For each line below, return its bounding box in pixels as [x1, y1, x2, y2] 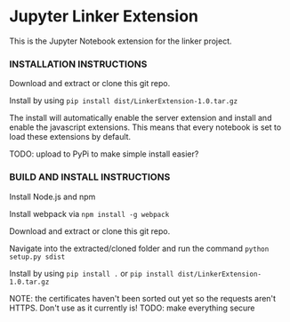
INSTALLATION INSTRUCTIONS [9, 58, 148, 70]
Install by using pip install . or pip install [9, 268, 174, 278]
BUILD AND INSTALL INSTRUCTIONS [9, 171, 171, 183]
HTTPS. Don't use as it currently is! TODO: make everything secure [9, 302, 255, 313]
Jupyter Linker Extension [9, 6, 198, 27]
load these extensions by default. [9, 132, 132, 142]
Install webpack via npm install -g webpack [9, 208, 170, 219]
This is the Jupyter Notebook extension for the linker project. [9, 36, 233, 46]
